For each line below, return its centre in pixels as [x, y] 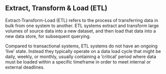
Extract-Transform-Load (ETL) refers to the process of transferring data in [82, 20]
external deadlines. [25, 67]
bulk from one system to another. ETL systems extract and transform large [82, 25]
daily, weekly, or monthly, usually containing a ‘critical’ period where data [81, 56]
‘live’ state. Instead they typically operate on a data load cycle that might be [83, 51]
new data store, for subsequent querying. [48, 36]
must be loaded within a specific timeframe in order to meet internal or [78, 61]
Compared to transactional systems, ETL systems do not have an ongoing [81, 46]
